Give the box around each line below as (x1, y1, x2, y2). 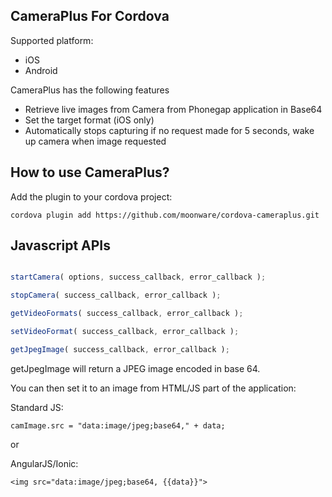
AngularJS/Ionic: (10, 457, 79, 469)
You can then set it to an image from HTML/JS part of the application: (10, 382, 297, 394)
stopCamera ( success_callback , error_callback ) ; (10, 290, 222, 301)
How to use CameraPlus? (10, 164, 170, 181)
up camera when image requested (24, 135, 167, 147)
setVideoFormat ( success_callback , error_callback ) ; (10, 327, 240, 337)
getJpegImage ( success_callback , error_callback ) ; (10, 344, 230, 354)
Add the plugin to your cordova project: (10, 190, 173, 203)
